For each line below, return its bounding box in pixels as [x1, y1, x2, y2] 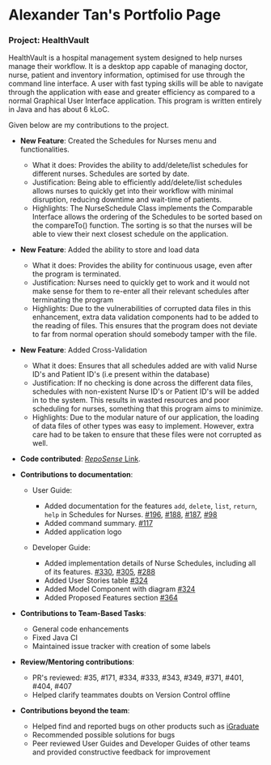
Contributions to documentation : [19, 470, 133, 480]
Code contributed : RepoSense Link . [19, 454, 141, 464]
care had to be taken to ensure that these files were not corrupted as [32, 430, 262, 439]
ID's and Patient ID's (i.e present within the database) [32, 370, 210, 379]
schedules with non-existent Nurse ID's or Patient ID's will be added [32, 387, 260, 396]
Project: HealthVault [8, 35, 90, 46]
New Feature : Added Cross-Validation [19, 345, 148, 355]
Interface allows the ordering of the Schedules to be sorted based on [32, 212, 263, 222]
